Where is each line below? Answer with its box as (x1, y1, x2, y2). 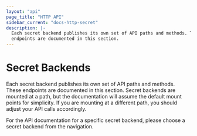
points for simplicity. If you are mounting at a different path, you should (6, 99, 178, 106)
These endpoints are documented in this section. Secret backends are (6, 86, 176, 94)
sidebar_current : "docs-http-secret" (6, 19, 98, 25)
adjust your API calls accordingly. (6, 105, 87, 112)
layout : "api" (6, 8, 41, 15)
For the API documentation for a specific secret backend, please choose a (6, 117, 185, 124)
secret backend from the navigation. (6, 123, 94, 130)
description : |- (6, 25, 46, 31)
